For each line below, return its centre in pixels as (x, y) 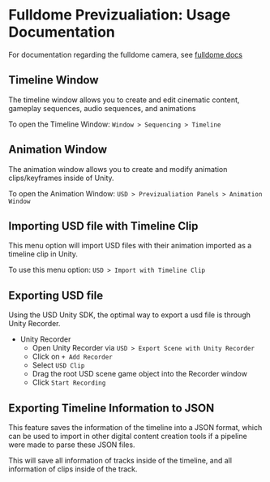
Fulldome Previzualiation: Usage (120, 15)
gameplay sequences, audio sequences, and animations (102, 108)
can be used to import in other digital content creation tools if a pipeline (128, 436)
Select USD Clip (58, 365)
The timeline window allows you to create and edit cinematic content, (124, 100)
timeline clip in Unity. (43, 254)
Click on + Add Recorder (73, 357)
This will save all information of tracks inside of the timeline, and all (120, 460)
